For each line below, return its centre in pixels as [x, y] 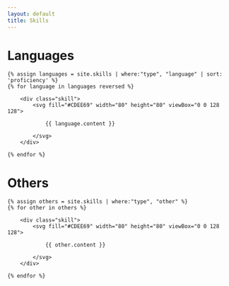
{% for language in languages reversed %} [71, 87]
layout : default [31, 14]
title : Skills [28, 21]
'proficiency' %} [33, 81]
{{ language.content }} [80, 124]
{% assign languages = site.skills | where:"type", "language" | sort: [115, 74]
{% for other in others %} [47, 208]
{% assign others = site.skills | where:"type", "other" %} [98, 202]
